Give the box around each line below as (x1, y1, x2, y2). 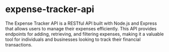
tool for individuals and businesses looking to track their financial (5, 36, 141, 42)
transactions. (5, 41, 33, 47)
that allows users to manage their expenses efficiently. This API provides (5, 25, 157, 31)
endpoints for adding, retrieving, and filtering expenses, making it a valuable (5, 31, 164, 37)
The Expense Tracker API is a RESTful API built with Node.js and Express (5, 20, 157, 26)
